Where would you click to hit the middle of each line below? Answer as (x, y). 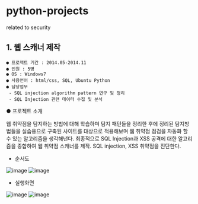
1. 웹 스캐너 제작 (33, 48)
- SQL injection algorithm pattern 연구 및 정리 (67, 93)
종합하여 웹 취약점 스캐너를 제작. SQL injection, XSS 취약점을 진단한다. (99, 146)
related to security (28, 27)
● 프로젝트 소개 (24, 111)
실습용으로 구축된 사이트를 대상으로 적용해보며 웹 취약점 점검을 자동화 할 (105, 131)
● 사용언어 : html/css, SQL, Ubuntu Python (58, 80)
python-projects (47, 11)
